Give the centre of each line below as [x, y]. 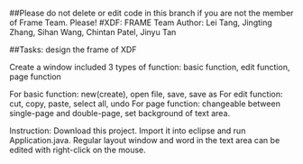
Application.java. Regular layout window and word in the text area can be [145, 140]
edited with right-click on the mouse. [78, 150]
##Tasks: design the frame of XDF [73, 50]
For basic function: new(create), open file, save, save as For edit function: [146, 94]
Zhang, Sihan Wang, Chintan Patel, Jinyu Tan [93, 32]
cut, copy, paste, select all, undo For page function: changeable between [145, 104]
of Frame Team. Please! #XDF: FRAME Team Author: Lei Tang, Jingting [141, 23]
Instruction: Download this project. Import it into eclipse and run [128, 131]
